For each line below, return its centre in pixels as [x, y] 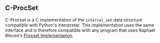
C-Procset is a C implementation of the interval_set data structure [74, 20]
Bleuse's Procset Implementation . [39, 35]
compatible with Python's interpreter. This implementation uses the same [80, 25]
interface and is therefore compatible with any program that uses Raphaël [80, 30]
